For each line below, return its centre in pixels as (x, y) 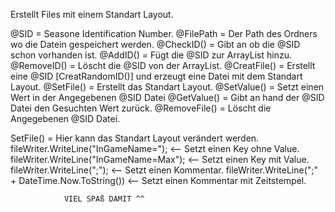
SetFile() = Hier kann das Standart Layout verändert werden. (135, 138)
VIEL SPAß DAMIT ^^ (104, 199)
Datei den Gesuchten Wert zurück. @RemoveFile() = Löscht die (141, 108)
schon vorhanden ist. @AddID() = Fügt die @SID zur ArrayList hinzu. (151, 55)
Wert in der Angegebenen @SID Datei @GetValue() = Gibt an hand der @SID (167, 97)
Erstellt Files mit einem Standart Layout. (92, 14)
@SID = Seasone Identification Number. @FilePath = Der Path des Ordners (164, 33)
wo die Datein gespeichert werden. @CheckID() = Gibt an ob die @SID (155, 44)
